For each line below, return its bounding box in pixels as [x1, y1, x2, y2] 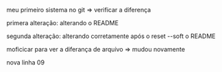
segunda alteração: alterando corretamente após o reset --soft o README [6, 32, 217, 40]
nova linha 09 [6, 58, 45, 67]
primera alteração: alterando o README [6, 19, 119, 26]
